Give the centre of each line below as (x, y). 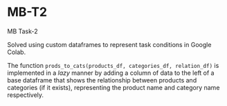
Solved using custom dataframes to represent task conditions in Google (109, 44)
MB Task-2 (22, 31)
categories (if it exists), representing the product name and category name (113, 87)
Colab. (17, 52)
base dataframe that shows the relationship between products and (102, 80)
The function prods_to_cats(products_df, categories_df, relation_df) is (113, 65)
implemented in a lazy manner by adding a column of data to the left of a (111, 73)
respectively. (25, 95)
